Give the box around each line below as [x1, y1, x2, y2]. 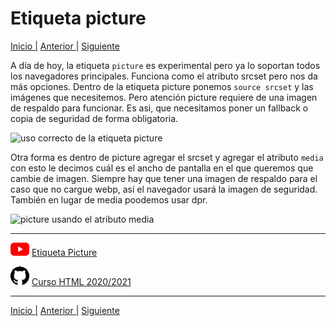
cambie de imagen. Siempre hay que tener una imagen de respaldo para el [10, 172, 318, 184]
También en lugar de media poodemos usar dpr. [10, 193, 208, 206]
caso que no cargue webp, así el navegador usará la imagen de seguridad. [10, 183, 318, 195]
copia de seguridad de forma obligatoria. [10, 112, 179, 124]
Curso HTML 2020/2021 [31, 275, 132, 287]
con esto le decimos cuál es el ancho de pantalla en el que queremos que [10, 162, 314, 174]
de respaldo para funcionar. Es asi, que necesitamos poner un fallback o [10, 102, 309, 114]
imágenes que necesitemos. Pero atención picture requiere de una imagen [10, 91, 318, 103]
